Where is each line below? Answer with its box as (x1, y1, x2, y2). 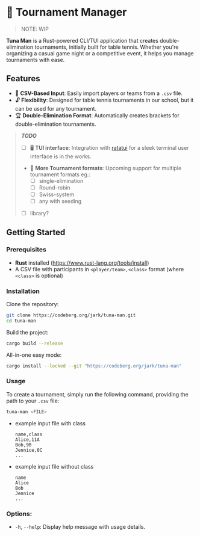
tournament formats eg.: (30, 171, 90, 178)
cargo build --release (6, 340, 63, 347)
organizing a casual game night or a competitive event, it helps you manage (6, 49, 194, 57)
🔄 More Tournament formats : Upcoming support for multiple (30, 164, 182, 171)
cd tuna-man (6, 318, 36, 324)
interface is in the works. (30, 153, 92, 160)
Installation (6, 287, 40, 295)
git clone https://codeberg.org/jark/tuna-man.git (6, 312, 136, 318)
